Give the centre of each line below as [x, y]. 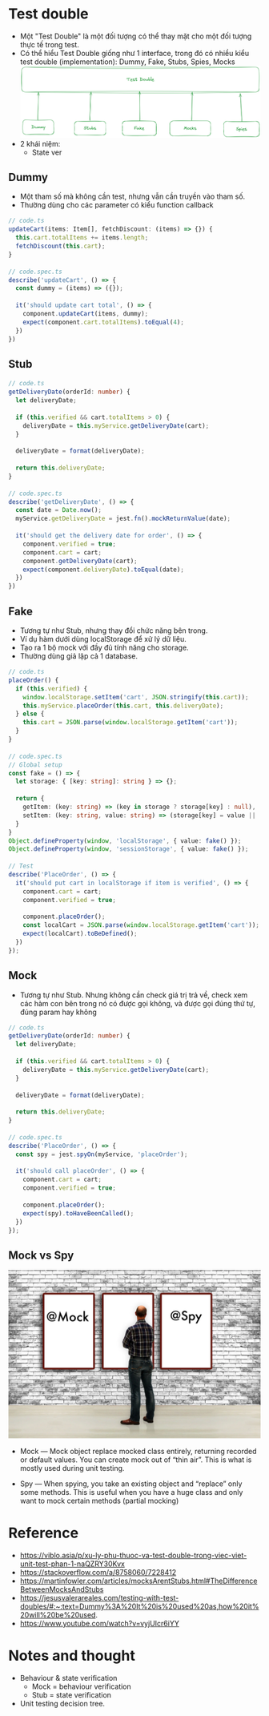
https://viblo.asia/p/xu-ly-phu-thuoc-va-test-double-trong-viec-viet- [133, 1555]
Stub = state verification [72, 1694]
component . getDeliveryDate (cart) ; [80, 561]
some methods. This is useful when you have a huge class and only [131, 1492]
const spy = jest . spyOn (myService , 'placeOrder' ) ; [102, 1154]
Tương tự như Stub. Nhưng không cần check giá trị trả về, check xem [134, 995]
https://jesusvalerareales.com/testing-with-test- [99, 1597]
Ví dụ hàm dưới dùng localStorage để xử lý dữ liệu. [103, 639]
